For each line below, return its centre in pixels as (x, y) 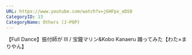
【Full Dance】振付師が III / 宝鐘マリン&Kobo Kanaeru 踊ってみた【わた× (94, 39)
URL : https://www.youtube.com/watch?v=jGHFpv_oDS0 (69, 11)
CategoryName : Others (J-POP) (43, 22)
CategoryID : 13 (25, 17)
